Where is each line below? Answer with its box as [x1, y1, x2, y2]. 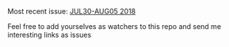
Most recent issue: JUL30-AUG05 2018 [7, 7, 136, 16]
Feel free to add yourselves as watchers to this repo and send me [7, 22, 222, 31]
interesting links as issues [7, 31, 92, 39]
